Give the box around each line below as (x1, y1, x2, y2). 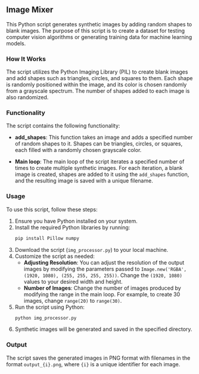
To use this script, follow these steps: (6, 206, 98, 213)
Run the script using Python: (14, 303, 85, 311)
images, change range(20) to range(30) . (23, 297, 122, 304)
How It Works (6, 54, 46, 63)
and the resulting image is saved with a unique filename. (14, 177, 153, 184)
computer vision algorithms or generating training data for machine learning (6, 33, 192, 41)
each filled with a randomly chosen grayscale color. (14, 147, 142, 154)
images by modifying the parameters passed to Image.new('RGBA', (23, 265, 186, 272)
